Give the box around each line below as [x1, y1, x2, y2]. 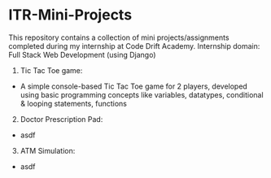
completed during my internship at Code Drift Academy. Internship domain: [8, 41, 260, 50]
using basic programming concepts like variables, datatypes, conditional [20, 89, 264, 99]
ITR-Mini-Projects [8, 6, 133, 24]
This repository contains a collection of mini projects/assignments [8, 33, 229, 42]
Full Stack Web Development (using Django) [8, 50, 156, 59]
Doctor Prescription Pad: [20, 114, 103, 124]
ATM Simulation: [20, 145, 76, 155]
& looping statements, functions [20, 98, 128, 108]
